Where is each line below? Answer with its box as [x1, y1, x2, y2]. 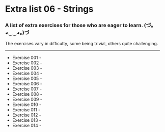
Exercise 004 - [12, 70, 43, 77]
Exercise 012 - [12, 112, 42, 118]
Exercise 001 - [12, 55, 42, 61]
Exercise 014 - [12, 123, 42, 129]
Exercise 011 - [12, 107, 41, 113]
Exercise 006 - [12, 81, 43, 87]
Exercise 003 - [12, 65, 43, 71]
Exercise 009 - [12, 97, 43, 103]
